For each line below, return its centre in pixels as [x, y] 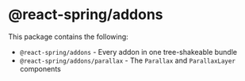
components [40, 68]
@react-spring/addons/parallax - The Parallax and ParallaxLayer [128, 60]
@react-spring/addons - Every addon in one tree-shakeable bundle [128, 52]
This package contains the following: [68, 37]
